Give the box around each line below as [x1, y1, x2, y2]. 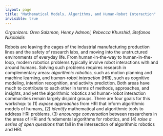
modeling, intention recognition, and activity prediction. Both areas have [5, 80, 150, 86]
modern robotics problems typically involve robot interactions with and [16, 59, 159, 66]
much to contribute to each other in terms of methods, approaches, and [5, 85, 150, 91]
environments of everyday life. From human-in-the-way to [5, 54, 122, 60]
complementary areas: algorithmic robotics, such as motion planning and [5, 70, 152, 76]
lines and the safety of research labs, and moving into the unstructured [5, 49, 148, 55]
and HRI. [5, 127, 22, 133]
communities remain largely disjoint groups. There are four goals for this [5, 96, 150, 102]
